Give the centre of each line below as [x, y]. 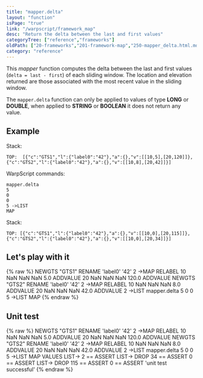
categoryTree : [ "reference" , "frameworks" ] [60, 40]
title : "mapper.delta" [35, 12]
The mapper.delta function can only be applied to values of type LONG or [98, 99]
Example [23, 132]
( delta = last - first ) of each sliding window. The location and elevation [99, 75]
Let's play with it [38, 257]
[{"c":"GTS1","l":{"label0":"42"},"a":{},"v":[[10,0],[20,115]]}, [105, 233]
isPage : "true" [25, 23]
